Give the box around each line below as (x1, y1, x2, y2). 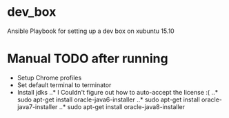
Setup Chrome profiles (17, 73, 82, 82)
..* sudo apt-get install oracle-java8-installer (59, 102, 185, 110)
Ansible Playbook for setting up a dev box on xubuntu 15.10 (7, 27, 175, 35)
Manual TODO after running (7, 51, 168, 67)
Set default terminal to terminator (17, 80, 112, 89)
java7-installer (17, 102, 58, 110)
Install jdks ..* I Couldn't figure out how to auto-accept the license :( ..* (17, 88, 219, 96)
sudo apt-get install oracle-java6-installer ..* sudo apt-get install (17, 95, 200, 104)
